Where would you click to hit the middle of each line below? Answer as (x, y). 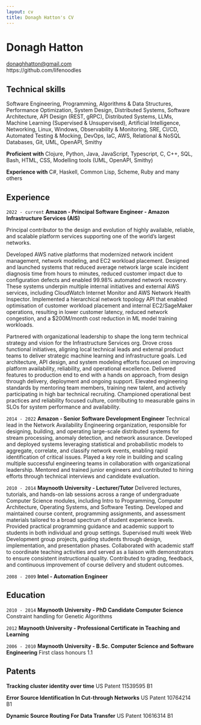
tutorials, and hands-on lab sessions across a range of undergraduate (93, 494)
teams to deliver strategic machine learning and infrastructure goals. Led (97, 356)
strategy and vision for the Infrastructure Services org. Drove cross (89, 343)
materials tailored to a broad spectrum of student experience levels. (90, 520)
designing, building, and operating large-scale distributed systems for (93, 432)
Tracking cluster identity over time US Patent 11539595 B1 (79, 686)
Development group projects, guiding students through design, (84, 539)
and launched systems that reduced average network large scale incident (97, 267)
